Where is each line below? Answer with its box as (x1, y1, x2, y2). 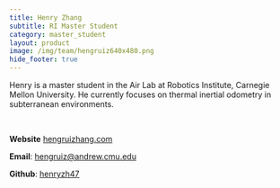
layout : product (9, 38, 70, 48)
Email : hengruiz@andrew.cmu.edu (9, 151, 137, 162)
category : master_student (9, 30, 106, 39)
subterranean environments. (9, 99, 114, 109)
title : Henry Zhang (9, 13, 83, 22)
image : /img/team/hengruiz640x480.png (9, 47, 154, 56)
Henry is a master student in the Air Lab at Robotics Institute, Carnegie (9, 80, 270, 90)
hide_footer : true (9, 55, 78, 64)
